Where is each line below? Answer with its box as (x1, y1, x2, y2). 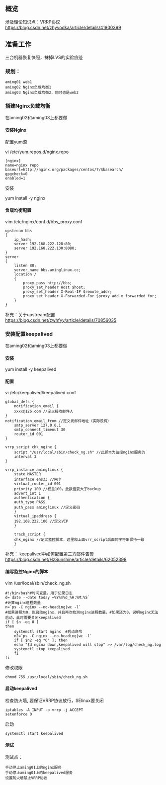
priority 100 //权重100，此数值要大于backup (14, 487, 101, 492)
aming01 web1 (5, 79, 32, 85)
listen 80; (14, 263, 37, 268)
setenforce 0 (5, 711, 32, 717)
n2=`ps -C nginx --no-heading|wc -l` (14, 633, 92, 638)
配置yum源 (5, 139, 27, 145)
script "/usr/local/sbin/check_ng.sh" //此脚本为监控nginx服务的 (14, 450, 146, 455)
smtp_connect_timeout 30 (14, 427, 66, 433)
